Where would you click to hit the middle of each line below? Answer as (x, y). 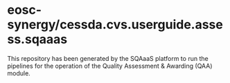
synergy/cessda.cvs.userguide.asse (115, 25)
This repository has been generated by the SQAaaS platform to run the (108, 58)
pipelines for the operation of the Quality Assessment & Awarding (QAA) (110, 66)
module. (19, 73)
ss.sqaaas (37, 39)
